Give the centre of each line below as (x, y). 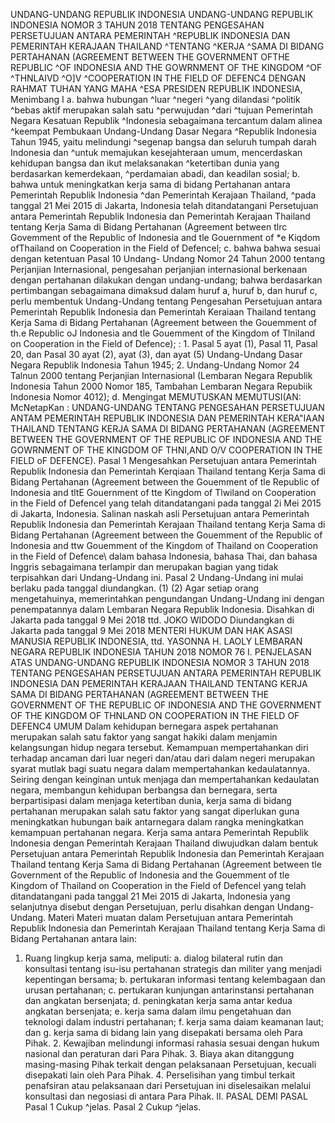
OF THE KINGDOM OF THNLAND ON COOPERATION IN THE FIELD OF (155, 715)
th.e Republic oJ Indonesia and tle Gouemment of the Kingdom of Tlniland (163, 333)
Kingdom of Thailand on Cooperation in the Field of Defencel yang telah (158, 885)
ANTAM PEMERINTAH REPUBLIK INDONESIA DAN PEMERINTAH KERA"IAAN (167, 418)
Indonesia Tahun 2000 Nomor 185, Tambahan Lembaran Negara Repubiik (161, 386)
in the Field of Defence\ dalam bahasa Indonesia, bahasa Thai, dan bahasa (164, 556)
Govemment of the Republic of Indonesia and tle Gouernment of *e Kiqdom (165, 237)
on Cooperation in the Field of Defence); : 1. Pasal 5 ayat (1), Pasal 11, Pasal (164, 343)
